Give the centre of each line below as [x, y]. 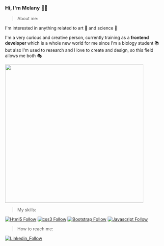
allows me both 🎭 [24, 56]
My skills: [27, 210]
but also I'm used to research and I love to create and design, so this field [79, 50]
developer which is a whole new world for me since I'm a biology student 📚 [82, 43]
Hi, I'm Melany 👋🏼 [27, 8]
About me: [27, 19]
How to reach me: [35, 229]
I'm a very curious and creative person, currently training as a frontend [77, 38]
